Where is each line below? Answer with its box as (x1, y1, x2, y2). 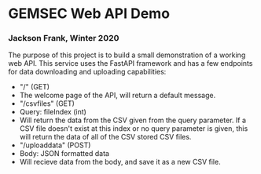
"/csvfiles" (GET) (19, 99, 75, 108)
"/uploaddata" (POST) (19, 140, 91, 150)
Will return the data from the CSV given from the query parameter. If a (19, 115, 246, 125)
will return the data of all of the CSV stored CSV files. (19, 132, 192, 142)
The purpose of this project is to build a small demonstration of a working (8, 50, 246, 60)
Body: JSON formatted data (19, 149, 110, 158)
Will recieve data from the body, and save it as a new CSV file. (19, 158, 222, 167)
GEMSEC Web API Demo (8, 5, 171, 23)
